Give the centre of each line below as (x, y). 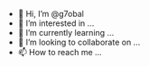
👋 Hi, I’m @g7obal (51, 14)
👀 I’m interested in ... (56, 23)
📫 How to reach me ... (60, 52)
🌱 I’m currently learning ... (66, 33)
